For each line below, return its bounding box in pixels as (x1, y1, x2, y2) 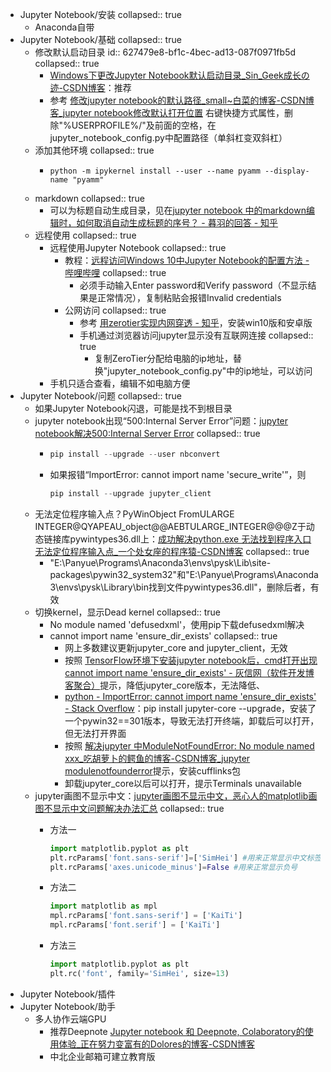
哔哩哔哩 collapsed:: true (64, 267, 167, 278)
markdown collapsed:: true (34, 193, 145, 204)
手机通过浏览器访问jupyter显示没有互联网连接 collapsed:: (79, 329, 314, 341)
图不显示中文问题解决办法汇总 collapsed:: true (34, 802, 225, 814)
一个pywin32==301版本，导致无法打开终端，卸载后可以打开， (64, 714, 320, 727)
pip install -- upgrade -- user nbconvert (49, 449, 221, 459)
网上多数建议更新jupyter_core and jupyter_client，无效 (64, 641, 288, 653)
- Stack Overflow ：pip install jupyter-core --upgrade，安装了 (64, 702, 317, 714)
